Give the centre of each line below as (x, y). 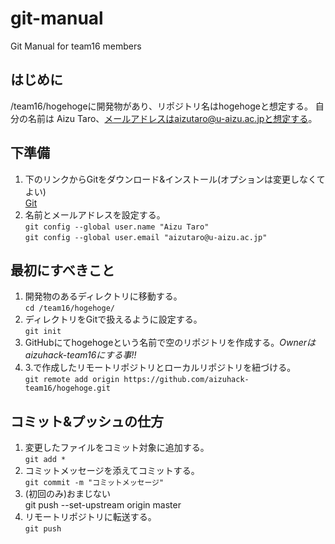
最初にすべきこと (62, 270)
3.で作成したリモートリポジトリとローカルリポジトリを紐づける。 (160, 368)
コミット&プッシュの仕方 (87, 421)
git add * (45, 460)
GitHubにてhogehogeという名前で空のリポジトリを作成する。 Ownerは (170, 343)
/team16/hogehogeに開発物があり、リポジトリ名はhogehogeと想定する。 (161, 106)
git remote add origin (72, 380)
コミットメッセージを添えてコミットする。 (112, 471)
